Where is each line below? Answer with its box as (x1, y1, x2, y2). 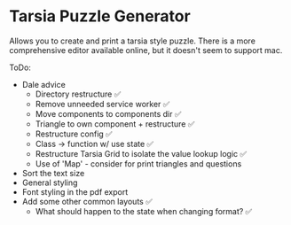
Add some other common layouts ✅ (21, 196, 153, 206)
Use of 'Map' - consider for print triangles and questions (35, 158, 242, 169)
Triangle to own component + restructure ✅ (35, 118, 195, 129)
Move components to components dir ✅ (35, 108, 182, 119)
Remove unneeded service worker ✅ (35, 98, 170, 109)
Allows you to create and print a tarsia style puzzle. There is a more (9, 35, 256, 46)
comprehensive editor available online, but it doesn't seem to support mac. (9, 44, 283, 55)
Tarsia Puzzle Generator (9, 6, 191, 27)
